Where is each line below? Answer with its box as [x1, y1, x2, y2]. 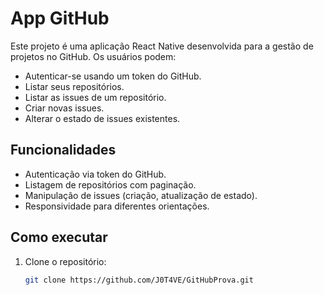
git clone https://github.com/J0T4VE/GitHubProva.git [24, 275, 254, 285]
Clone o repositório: [24, 255, 107, 267]
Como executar [10, 229, 108, 246]
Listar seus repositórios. [24, 80, 125, 92]
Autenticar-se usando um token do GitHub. [24, 70, 202, 82]
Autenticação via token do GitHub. [24, 168, 167, 180]
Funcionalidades [10, 142, 117, 159]
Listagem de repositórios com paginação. [24, 178, 197, 191]
